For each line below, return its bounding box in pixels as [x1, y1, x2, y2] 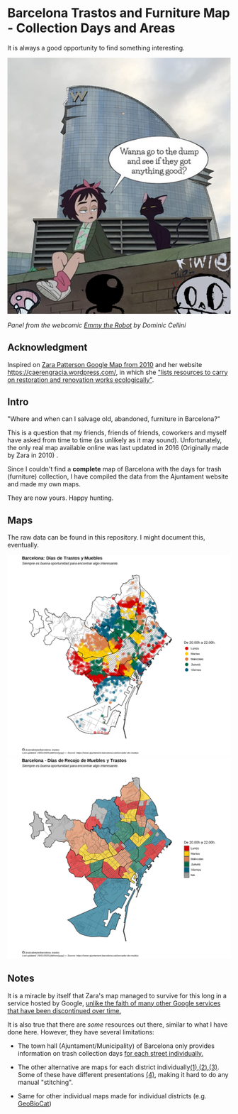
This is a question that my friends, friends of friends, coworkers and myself [7, 428, 227, 437]
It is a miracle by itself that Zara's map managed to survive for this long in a [7, 991, 227, 1000]
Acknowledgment [7, 342, 88, 354]
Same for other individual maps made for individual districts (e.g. [17, 1091, 207, 1100]
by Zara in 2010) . [7, 451, 59, 459]
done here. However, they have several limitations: [7, 1027, 154, 1036]
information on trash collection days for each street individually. [17, 1049, 204, 1057]
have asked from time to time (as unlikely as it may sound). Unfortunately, [7, 436, 222, 444]
